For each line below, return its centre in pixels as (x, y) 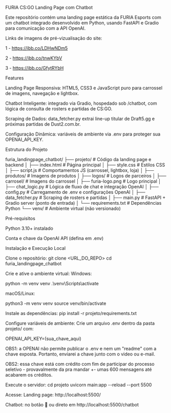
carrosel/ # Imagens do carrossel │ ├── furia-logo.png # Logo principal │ (83, 181)
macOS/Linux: (20, 293)
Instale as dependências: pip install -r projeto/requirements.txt (71, 313)
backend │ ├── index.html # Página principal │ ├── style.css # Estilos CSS (85, 165)
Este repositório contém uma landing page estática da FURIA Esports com (83, 17)
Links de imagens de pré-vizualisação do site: (54, 38)
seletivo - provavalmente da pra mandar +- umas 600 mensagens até (79, 369)
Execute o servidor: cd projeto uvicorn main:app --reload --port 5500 (79, 385)
